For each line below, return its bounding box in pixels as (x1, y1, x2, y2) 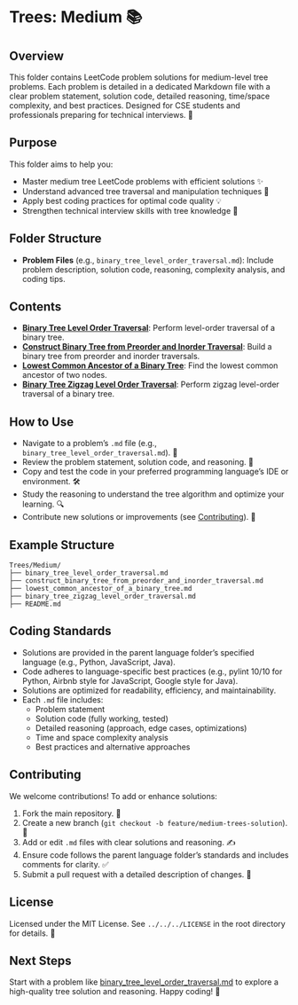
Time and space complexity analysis (35, 732, 169, 742)
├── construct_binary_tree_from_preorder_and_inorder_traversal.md (9, 577, 264, 585)
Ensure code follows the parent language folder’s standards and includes (21, 849, 290, 860)
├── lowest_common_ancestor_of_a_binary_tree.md (9, 585, 192, 593)
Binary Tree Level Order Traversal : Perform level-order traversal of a (21, 323, 276, 334)
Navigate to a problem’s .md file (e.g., (21, 438, 158, 449)
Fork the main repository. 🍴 (21, 808, 122, 819)
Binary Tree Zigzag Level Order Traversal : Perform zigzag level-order (21, 379, 279, 390)
